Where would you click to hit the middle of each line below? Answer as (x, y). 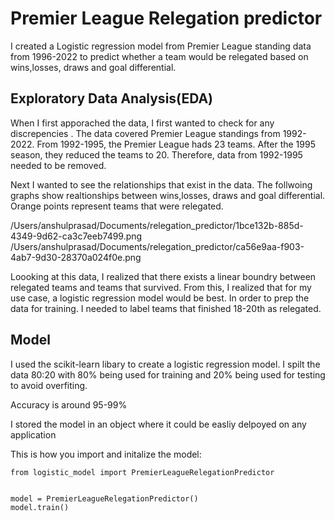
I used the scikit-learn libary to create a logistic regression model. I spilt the (165, 364)
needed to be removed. (58, 165)
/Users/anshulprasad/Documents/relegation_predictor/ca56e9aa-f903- (157, 246)
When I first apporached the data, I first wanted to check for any (142, 123)
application (33, 434)
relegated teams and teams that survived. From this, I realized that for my (161, 287)
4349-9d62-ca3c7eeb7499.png (76, 236)
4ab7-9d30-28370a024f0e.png (76, 257)
